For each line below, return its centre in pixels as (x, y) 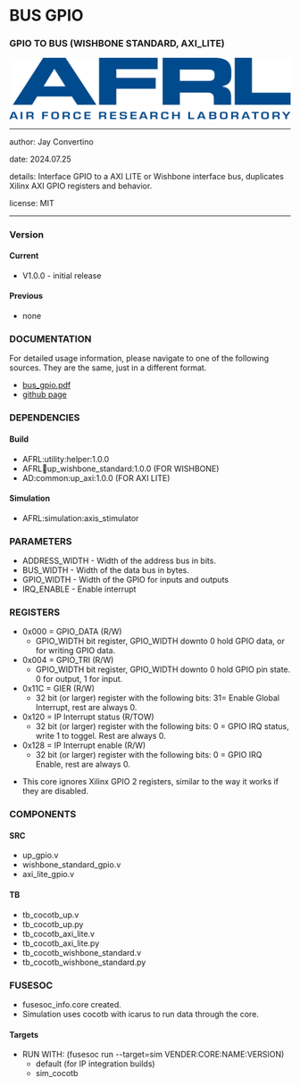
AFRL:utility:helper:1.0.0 (66, 459)
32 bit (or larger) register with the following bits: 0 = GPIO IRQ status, (162, 726)
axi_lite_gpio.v (48, 875)
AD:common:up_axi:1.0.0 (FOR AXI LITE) (96, 477)
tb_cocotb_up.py (53, 924)
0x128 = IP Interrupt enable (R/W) (84, 745)
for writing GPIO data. (75, 651)
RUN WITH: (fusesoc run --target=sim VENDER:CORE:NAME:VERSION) (153, 1055)
